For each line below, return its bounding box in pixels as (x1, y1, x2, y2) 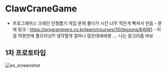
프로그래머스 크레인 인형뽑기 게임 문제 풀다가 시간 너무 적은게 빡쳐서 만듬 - (12, 20, 157, 26)
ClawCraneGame (5, 3, 77, 14)
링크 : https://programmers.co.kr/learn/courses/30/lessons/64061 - (17, 26, 156, 32)
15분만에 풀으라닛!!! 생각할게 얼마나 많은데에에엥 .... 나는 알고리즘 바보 (17, 32, 154, 38)
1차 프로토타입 (5, 48, 46, 57)
